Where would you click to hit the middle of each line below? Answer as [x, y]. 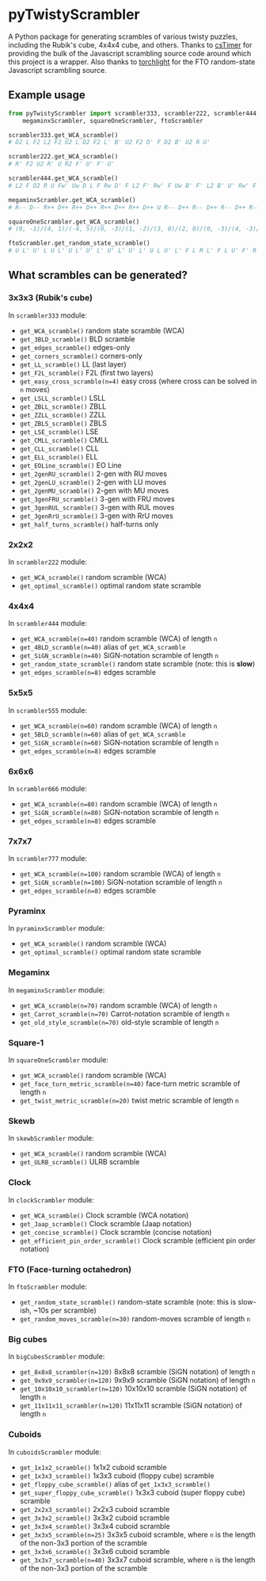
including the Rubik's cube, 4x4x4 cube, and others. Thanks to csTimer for [130, 44]
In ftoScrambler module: [47, 1286]
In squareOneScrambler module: [58, 1060]
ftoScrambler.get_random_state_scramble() [79, 243]
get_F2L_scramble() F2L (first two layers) [86, 372]
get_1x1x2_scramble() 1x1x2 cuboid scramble [93, 1467]
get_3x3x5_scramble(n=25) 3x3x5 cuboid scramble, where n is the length [137, 1534]
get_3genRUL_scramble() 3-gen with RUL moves [97, 507]
